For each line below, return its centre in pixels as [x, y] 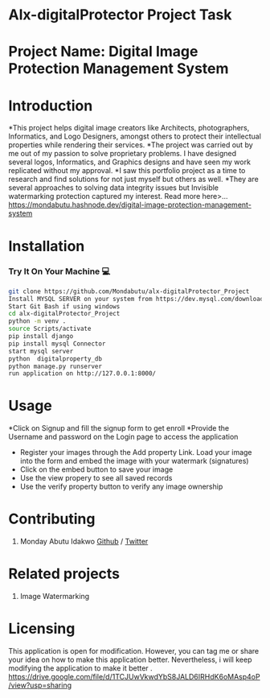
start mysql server [41, 351]
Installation [47, 246]
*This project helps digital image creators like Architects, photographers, [129, 128]
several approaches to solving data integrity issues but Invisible [114, 188]
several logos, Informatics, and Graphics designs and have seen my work [130, 162]
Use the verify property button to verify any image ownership [121, 487]
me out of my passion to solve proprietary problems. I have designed [123, 154]
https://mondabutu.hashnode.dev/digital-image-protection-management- [130, 205]
